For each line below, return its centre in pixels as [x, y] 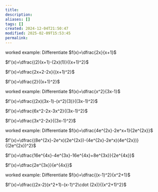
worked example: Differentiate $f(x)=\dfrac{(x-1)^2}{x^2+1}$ [68, 175]
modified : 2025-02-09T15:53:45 [38, 33]
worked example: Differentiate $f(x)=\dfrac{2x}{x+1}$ [61, 52]
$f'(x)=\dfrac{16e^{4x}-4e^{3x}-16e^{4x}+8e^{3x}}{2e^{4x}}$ [70, 155]
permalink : [17, 38]
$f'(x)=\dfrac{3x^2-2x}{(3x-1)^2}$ [41, 120]
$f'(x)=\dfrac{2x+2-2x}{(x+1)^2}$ [40, 72]
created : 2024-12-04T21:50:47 [37, 29]
